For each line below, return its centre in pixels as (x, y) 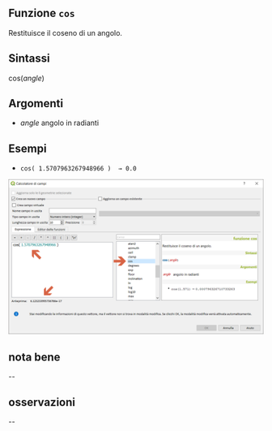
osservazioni (42, 402)
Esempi (28, 148)
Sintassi (29, 59)
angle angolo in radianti (59, 123)
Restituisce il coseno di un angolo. (66, 32)
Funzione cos (42, 13)
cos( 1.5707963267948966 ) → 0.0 (78, 169)
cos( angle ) (26, 78)
